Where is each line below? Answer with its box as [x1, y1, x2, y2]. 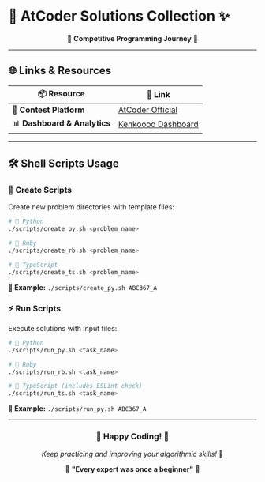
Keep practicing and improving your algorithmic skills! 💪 [41, 449, 224, 458]
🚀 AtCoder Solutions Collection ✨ [8, 7, 230, 25]
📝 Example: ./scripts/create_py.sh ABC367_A [8, 282, 158, 292]
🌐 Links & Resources [8, 64, 112, 77]
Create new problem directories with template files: [8, 202, 175, 212]
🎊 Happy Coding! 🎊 [95, 431, 170, 442]
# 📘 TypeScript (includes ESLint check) [8, 382, 144, 390]
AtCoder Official [118, 104, 178, 115]
